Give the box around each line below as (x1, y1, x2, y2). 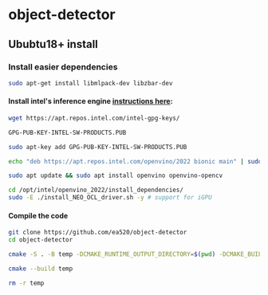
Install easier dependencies (8, 61, 118, 73)
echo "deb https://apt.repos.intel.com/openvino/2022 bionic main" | (8, 157, 245, 165)
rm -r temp (8, 279, 45, 287)
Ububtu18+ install (8, 37, 98, 51)
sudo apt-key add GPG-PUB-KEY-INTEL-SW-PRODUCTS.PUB (8, 143, 187, 151)
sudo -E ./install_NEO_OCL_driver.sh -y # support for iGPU (8, 194, 213, 202)
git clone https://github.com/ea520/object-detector (8, 229, 187, 237)
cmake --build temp (8, 265, 73, 273)
